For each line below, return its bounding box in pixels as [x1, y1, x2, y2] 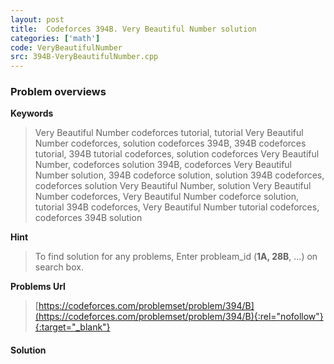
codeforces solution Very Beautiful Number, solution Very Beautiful [34, 180, 312, 192]
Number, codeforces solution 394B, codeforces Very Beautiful [34, 159, 292, 171]
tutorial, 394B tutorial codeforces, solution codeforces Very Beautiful [34, 148, 320, 160]
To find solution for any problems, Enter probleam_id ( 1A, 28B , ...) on [34, 251, 318, 263]
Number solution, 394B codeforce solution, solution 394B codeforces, [34, 169, 325, 181]
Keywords [10, 107, 54, 120]
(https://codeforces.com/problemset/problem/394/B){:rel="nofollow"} [34, 311, 324, 323]
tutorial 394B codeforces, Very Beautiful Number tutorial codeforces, [34, 201, 320, 213]
